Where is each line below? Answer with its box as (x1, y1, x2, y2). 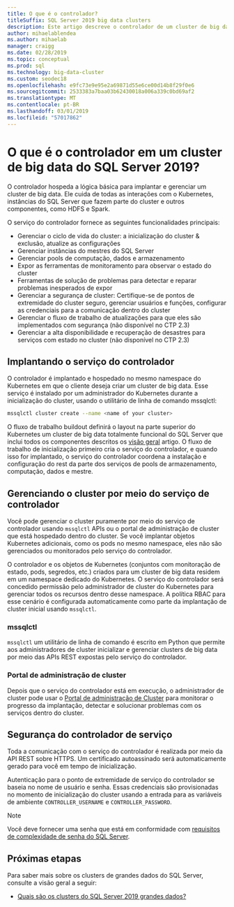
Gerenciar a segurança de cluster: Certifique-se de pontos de (17, 291, 195, 299)
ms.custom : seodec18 (7, 75, 68, 82)
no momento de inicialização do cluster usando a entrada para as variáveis (7, 790, 222, 799)
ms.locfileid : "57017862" (7, 114, 82, 121)
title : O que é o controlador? (7, 10, 98, 17)
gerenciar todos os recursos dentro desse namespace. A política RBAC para (7, 590, 226, 598)
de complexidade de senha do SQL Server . (7, 832, 130, 841)
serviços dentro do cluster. (7, 709, 84, 717)
